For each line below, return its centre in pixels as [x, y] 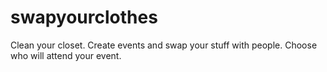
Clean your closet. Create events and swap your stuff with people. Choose [164, 45]
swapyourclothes [84, 17]
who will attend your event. [66, 55]
